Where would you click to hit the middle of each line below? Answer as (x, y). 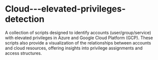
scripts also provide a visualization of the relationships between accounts (78, 43)
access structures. (23, 53)
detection (25, 19)
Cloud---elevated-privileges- (65, 9)
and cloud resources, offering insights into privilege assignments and (74, 48)
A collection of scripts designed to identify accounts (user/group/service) (78, 32)
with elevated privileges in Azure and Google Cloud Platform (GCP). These (79, 38)
